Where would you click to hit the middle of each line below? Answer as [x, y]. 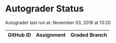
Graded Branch [89, 34]
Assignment [51, 34]
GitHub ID [19, 34]
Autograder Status [44, 9]
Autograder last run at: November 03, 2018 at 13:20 [58, 22]
